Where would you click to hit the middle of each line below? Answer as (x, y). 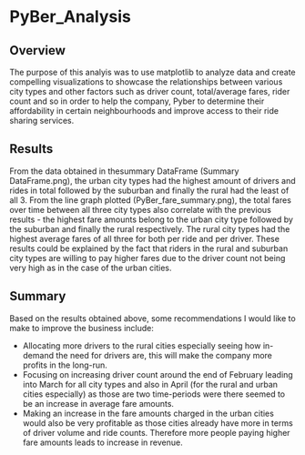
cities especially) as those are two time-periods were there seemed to (154, 394)
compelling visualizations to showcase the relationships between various (146, 82)
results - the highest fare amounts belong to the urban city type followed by (152, 219)
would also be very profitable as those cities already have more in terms (158, 423)
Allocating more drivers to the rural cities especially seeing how (142, 345)
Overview (38, 51)
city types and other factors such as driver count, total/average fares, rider (150, 91)
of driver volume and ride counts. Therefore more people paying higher (156, 432)
